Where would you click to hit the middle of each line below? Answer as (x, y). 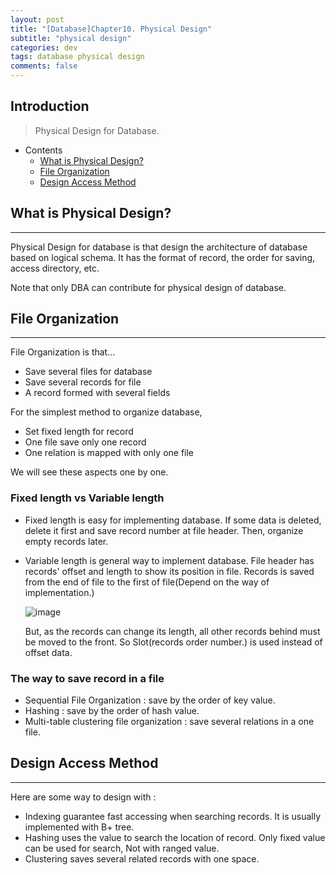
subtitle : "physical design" (71, 38)
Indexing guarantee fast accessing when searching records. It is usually (173, 816)
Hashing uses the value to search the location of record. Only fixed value (175, 837)
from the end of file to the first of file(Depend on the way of (147, 582)
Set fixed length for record (79, 432)
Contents (43, 150)
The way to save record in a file (87, 678)
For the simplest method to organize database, (106, 412)
